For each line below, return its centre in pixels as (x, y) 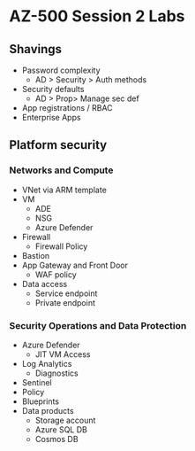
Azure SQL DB (61, 429)
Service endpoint (66, 293)
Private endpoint (65, 302)
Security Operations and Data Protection (98, 325)
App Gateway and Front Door (75, 265)
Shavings (36, 49)
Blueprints (41, 401)
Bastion (36, 255)
